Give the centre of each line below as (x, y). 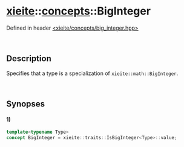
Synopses (26, 104)
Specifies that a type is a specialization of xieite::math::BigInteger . (92, 73)
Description (29, 59)
